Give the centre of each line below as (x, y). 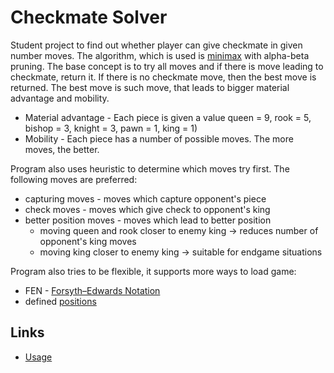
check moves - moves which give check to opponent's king (147, 209)
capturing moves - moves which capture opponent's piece (145, 198)
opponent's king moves (88, 241)
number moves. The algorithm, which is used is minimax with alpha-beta (160, 55)
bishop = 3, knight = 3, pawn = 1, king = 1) (111, 128)
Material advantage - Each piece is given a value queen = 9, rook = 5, (168, 117)
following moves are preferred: (74, 179)
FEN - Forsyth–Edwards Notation (92, 290)
